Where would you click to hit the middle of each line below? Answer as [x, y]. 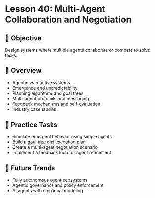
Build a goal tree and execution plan [49, 142]
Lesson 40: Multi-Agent [55, 9]
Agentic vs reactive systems [41, 82]
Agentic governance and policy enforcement [58, 185]
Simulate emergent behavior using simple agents [62, 136]
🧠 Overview [23, 71]
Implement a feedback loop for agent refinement [62, 152]
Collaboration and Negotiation [68, 20]
